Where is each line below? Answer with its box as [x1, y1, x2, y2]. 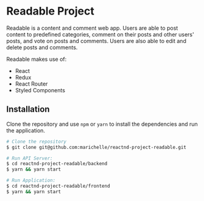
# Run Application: [6, 177, 56, 183]
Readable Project [6, 4, 94, 18]
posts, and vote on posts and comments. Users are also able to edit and [6, 37, 187, 44]
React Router [15, 80, 48, 87]
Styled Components [15, 86, 66, 94]
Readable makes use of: [6, 55, 67, 63]
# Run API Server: [6, 155, 53, 162]
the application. [6, 126, 46, 134]
